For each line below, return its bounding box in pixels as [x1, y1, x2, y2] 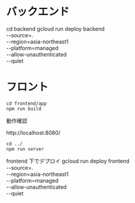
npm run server [6, 146, 44, 152]
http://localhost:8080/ [6, 129, 61, 136]
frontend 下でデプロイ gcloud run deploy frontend [6, 157, 130, 164]
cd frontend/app [6, 100, 47, 107]
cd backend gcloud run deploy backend [6, 25, 105, 33]
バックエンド [6, 5, 70, 19]
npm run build [6, 105, 42, 111]
